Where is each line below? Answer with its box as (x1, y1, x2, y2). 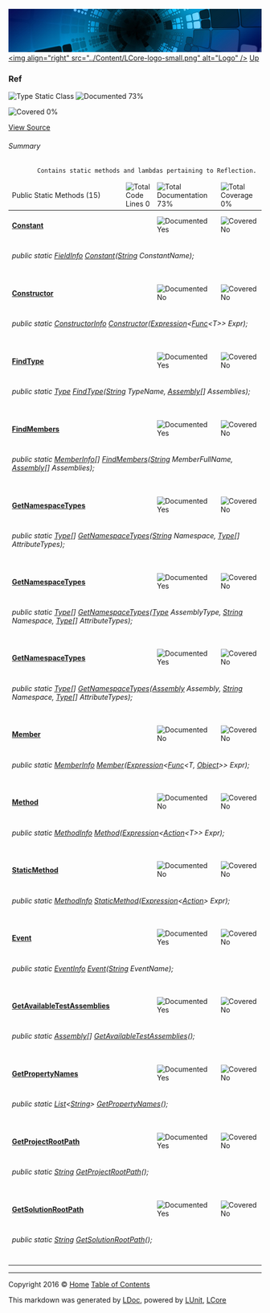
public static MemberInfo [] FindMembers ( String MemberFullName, (11, 455, 233, 464)
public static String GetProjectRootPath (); (11, 1167, 149, 1177)
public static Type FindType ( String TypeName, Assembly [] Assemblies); (11, 387, 251, 397)
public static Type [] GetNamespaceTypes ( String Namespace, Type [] (11, 531, 240, 541)
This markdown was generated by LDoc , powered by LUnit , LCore (8, 1294, 227, 1304)
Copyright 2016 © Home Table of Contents (8, 1279, 150, 1289)
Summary (8, 141, 41, 150)
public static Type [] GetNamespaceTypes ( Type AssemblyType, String (11, 607, 243, 616)
